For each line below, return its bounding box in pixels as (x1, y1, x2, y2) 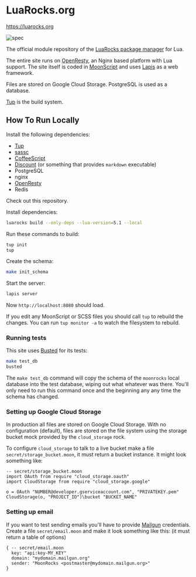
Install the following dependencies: (6, 131, 91, 138)
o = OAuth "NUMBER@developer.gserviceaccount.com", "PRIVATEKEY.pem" (6, 489, 180, 495)
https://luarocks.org (6, 23, 54, 30)
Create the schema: (6, 258, 54, 265)
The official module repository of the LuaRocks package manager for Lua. (6, 45, 184, 53)
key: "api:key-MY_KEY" (11, 550, 67, 556)
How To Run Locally (6, 115, 80, 125)
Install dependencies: (6, 209, 58, 216)
